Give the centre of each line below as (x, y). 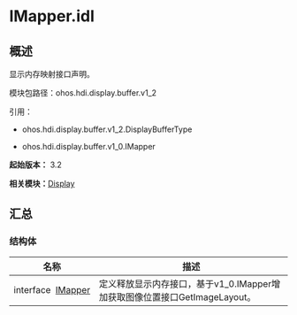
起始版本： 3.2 (35, 165)
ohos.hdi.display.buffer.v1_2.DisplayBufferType (107, 129)
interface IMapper (52, 289)
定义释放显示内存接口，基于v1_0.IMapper (185, 283)
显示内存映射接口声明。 (52, 74)
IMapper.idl (52, 16)
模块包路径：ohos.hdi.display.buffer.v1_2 (83, 93)
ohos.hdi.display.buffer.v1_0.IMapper (89, 146)
